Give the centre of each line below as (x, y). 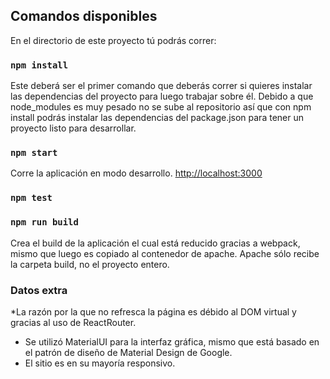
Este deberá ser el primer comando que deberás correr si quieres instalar (161, 86)
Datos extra (39, 290)
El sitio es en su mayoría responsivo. (100, 363)
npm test (31, 198)
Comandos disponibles (84, 16)
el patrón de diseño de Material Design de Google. (128, 352)
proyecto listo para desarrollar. (73, 128)
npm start (34, 153)
